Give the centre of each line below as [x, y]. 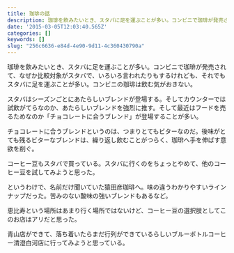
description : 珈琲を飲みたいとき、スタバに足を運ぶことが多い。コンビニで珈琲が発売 [116, 20]
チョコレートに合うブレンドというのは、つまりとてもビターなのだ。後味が [114, 131]
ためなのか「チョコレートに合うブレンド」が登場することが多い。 [108, 116]
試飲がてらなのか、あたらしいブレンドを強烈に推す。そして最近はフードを [114, 108]
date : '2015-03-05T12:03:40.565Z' [57, 26]
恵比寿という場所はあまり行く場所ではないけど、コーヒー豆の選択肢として [114, 210]
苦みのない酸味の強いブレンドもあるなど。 [111, 195]
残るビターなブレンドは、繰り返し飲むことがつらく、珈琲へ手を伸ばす [120, 140]
